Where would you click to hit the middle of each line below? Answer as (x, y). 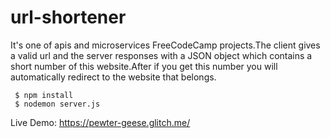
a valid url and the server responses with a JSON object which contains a (161, 55)
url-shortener (68, 17)
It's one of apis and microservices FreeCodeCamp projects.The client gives (165, 45)
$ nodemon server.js (57, 104)
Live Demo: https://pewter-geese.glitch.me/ (100, 122)
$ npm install (44, 95)
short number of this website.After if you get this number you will (144, 66)
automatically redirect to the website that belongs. (113, 77)
